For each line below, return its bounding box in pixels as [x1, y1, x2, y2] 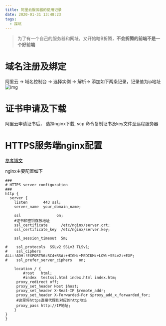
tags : [5, 16, 16, 21]
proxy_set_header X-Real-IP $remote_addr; [16, 288, 106, 294]
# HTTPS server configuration [5, 183, 68, 188]
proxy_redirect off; [16, 280, 59, 285]
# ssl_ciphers [5, 249, 41, 254]
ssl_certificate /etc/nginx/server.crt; [14, 223, 111, 228]
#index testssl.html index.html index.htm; [23, 275, 117, 280]
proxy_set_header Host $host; [16, 284, 79, 289]
